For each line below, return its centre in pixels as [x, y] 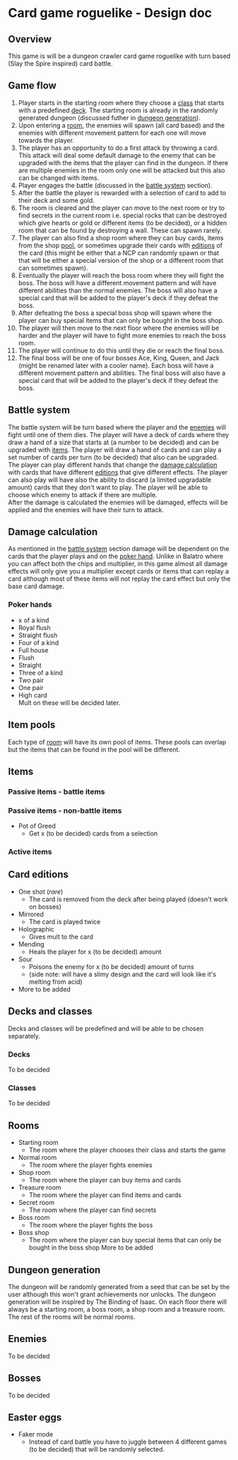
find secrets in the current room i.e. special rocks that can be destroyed [123, 215]
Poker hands [30, 605]
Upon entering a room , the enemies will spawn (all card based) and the [121, 125]
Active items [30, 852]
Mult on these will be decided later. [69, 702]
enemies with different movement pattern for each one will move [112, 133]
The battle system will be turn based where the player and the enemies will [117, 427]
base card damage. [36, 586]
